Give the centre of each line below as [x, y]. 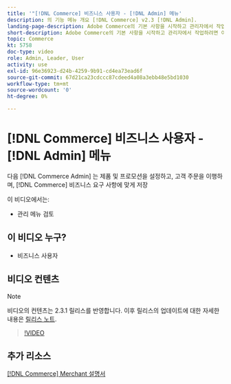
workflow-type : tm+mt [38, 84]
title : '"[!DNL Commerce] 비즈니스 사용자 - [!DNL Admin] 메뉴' [95, 13]
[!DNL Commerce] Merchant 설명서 [56, 374]
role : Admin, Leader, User [46, 58]
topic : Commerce [30, 39]
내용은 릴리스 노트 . [32, 319]
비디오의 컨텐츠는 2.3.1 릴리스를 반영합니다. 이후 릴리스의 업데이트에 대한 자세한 [113, 310]
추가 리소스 [29, 355]
